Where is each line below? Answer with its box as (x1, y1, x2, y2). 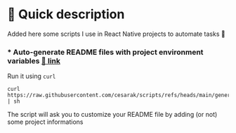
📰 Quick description (7, 6, 125, 23)
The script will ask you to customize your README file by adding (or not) (7, 110, 218, 119)
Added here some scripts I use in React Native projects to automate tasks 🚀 (7, 30, 226, 38)
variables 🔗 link (7, 56, 61, 65)
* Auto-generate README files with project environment (7, 47, 204, 57)
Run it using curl (7, 72, 56, 80)
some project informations (7, 118, 84, 126)
